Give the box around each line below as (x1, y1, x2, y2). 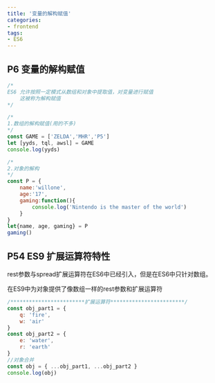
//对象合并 (7, 356, 35, 364)
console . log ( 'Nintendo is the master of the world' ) (32, 204, 187, 211)
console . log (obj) (7, 369, 57, 376)
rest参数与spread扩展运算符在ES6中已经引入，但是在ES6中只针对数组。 (7, 270, 212, 278)
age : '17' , (19, 191, 48, 198)
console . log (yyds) (7, 146, 60, 153)
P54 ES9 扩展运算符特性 (7, 250, 111, 262)
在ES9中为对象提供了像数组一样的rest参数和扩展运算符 (7, 285, 163, 293)
